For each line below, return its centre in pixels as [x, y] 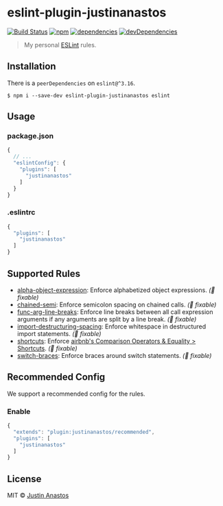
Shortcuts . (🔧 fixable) [47, 348]
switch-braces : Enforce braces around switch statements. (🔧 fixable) [114, 355]
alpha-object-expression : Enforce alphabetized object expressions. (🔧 [116, 290]
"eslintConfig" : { [40, 163]
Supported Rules [44, 273]
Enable [19, 411]
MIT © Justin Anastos [38, 496]
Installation [32, 67]
